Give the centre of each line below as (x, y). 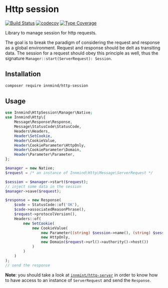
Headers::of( (28, 218)
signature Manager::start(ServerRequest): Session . (59, 58)
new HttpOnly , (55, 237)
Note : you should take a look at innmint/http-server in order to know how (82, 275)
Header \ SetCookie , (33, 136)
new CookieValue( (50, 228)
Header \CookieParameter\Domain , (48, 150)
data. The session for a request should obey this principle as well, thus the (82, 53)
